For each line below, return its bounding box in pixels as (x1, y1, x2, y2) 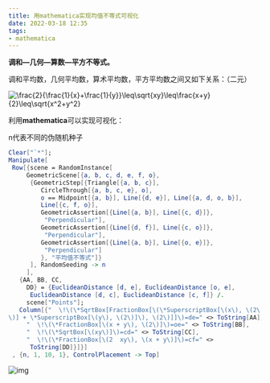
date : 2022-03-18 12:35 (8, 19, 88, 27)
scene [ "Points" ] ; (26, 299, 84, 307)
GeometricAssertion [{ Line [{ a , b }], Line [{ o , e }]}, (40, 238, 215, 246)
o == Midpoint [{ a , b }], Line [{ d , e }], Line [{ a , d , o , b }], (40, 194, 243, 202)
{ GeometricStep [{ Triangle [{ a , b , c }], (29, 179, 160, 187)
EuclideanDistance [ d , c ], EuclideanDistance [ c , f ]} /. (29, 290, 225, 299)
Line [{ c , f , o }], (40, 201, 99, 209)
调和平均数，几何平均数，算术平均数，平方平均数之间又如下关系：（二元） (8, 74, 252, 84)
